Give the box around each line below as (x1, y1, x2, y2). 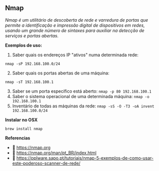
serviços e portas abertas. (5, 33, 59, 38)
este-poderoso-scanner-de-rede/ (12, 160, 81, 166)
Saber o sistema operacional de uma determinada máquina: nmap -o (12, 93, 150, 99)
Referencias (5, 135, 30, 141)
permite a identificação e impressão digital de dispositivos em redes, (5, 22, 145, 28)
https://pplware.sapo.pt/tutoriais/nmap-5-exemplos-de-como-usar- (16, 155, 154, 161)
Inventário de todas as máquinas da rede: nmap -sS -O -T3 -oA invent (12, 103, 155, 109)
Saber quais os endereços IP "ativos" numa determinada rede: (12, 52, 139, 58)
